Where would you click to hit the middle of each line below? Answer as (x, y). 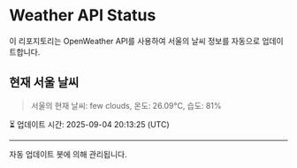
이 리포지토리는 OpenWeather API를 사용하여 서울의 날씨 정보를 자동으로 (135, 41)
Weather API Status (83, 15)
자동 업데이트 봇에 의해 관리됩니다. (68, 154)
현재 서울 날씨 (44, 83)
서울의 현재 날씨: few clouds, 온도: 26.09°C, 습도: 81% (126, 105)
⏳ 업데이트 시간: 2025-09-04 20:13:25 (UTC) (89, 124)
